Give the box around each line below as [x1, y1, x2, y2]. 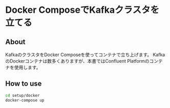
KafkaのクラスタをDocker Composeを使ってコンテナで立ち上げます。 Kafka [5, 51, 165, 58]
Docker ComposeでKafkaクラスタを [5, 4, 160, 16]
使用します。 [14, 64, 41, 70]
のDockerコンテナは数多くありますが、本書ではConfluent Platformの [5, 58, 150, 64]
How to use [5, 79, 42, 88]
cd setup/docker [5, 93, 40, 98]
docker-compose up [5, 97, 44, 103]
